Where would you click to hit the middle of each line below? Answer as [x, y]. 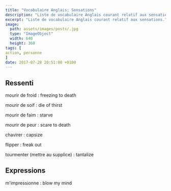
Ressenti [20, 83]
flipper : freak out [23, 145]
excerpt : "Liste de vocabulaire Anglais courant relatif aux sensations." [86, 19]
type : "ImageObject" [32, 34]
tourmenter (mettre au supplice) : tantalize [50, 155]
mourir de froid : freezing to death [41, 96]
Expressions [25, 171]
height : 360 [23, 43]
